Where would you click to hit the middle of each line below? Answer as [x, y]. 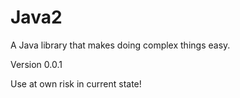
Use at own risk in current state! [76, 83]
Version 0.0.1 [36, 64]
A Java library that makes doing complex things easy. [120, 45]
